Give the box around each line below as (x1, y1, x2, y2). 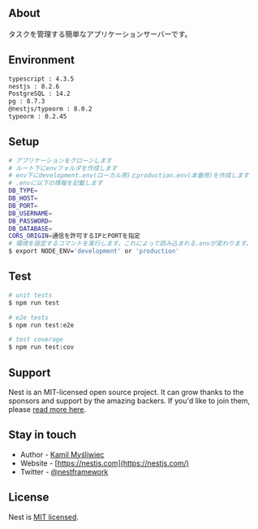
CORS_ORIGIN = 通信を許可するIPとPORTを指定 (8, 232, 140, 241)
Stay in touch (8, 428, 77, 442)
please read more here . (8, 404, 87, 414)
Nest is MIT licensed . (8, 512, 80, 522)
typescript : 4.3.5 (8, 75, 75, 83)
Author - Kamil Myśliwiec (19, 449, 105, 459)
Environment (8, 53, 75, 67)
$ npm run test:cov (8, 343, 75, 352)
